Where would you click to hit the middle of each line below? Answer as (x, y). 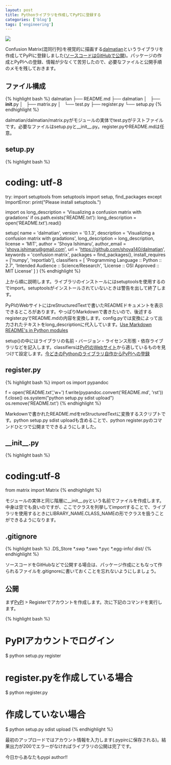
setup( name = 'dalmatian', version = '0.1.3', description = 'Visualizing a (80, 233)
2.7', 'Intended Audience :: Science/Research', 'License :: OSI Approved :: (82, 265)
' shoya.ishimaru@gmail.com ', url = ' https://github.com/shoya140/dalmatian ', (85, 249)
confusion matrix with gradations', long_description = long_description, (80, 238)
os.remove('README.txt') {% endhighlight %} (53, 403)
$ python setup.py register (33, 655)
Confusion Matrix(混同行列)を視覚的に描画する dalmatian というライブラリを (84, 49)
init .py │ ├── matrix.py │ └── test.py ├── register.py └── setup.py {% (84, 104)
